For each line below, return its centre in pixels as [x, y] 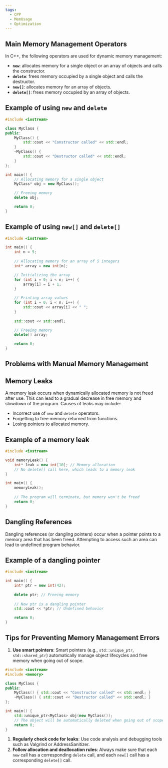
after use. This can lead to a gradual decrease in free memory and [73, 398]
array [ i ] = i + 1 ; [42, 284]
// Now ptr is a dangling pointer [50, 604]
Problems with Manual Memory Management [77, 364]
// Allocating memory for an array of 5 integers [67, 261]
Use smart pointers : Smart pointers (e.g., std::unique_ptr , [73, 650]
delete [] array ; [31, 335]
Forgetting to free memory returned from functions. [65, 419]
